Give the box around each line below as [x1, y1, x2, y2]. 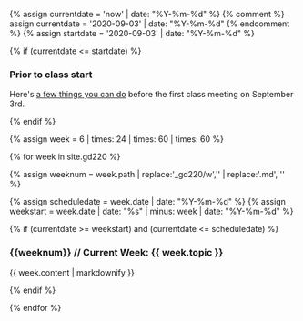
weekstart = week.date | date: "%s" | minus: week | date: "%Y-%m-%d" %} [9, 206, 294, 217]
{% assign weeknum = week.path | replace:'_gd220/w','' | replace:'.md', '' [9, 169, 285, 180]
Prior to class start [9, 68, 93, 81]
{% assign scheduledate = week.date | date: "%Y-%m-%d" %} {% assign [9, 196, 287, 207]
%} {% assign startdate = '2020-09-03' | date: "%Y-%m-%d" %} [9, 28, 255, 38]
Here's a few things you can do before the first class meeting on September [9, 89, 294, 100]
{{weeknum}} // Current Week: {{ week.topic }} [9, 246, 224, 259]
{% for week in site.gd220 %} [9, 151, 121, 163]
